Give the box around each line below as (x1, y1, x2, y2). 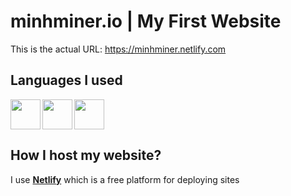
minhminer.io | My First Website (10, 10, 282, 33)
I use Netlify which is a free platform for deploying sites (10, 173, 240, 185)
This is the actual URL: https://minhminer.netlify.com (10, 43, 227, 55)
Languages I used (10, 72, 123, 89)
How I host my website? (10, 147, 162, 164)
